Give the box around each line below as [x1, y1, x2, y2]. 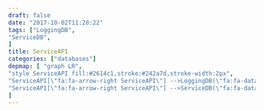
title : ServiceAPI [8, 48, 68, 55]
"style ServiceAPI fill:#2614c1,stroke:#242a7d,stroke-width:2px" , [8, 70, 234, 77]
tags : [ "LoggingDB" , [8, 26, 76, 34]
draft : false [8, 11, 51, 20]
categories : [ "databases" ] [8, 55, 97, 63]
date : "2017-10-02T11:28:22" [8, 19, 104, 27]
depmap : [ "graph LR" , [8, 63, 82, 70]
